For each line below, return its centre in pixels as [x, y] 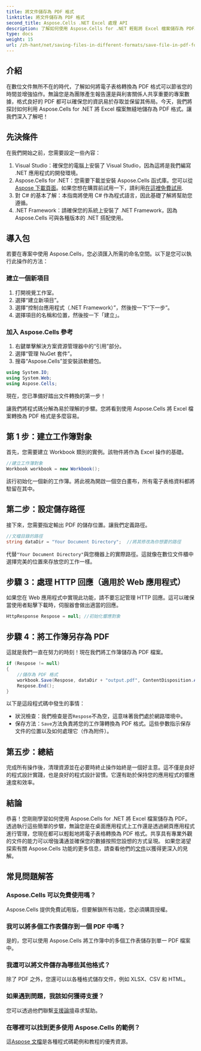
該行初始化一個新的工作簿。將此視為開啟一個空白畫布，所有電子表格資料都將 [100, 481]
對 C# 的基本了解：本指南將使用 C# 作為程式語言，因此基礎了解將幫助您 [103, 195]
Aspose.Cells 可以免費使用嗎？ [51, 895]
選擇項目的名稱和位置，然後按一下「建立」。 [68, 315]
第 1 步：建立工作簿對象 [49, 437]
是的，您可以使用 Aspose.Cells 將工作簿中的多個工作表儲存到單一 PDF [92, 941]
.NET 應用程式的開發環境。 [48, 173]
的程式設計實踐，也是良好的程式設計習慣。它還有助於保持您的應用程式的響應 [100, 775]
